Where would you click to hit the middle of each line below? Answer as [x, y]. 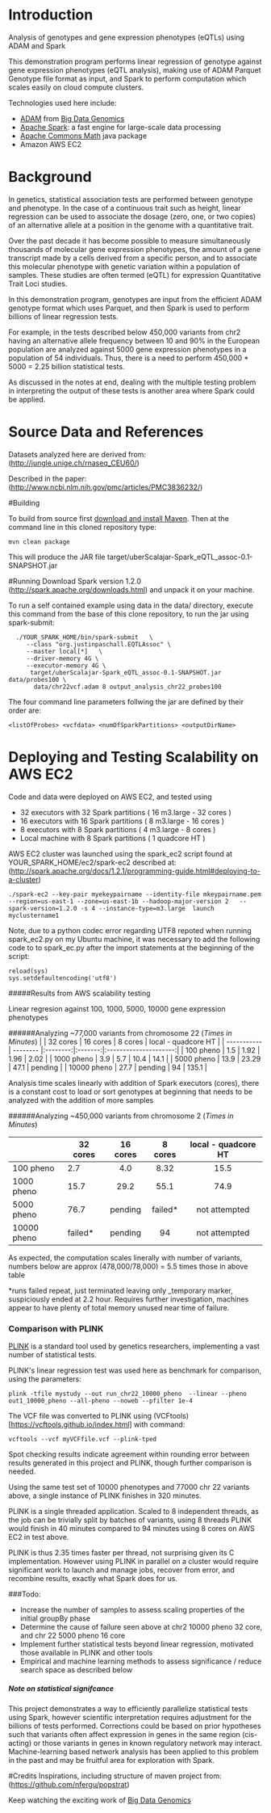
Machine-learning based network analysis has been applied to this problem [134, 1752]
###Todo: [25, 1594]
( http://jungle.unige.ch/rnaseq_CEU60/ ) [74, 463]
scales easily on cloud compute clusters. [76, 87]
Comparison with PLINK [56, 1328]
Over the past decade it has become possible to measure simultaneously [129, 241]
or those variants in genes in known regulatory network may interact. [148, 1744]
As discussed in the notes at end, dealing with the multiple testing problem [132, 382]
